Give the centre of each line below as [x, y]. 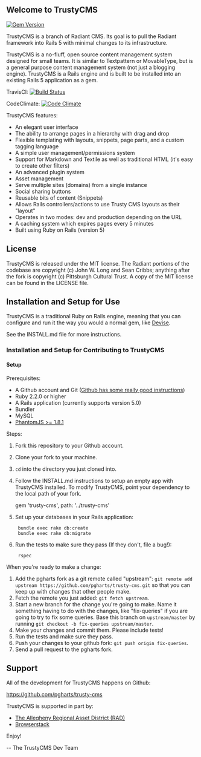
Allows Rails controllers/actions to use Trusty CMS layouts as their [97, 204]
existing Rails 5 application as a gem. [52, 80]
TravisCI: [17, 92]
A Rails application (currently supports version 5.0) [78, 402]
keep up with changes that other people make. [73, 591]
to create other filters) [42, 165]
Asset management [39, 179]
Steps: [14, 434]
